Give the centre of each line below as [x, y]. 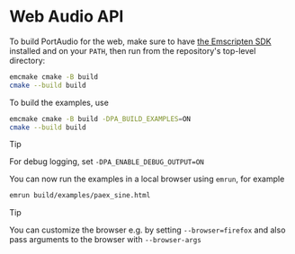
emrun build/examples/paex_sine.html [80, 196]
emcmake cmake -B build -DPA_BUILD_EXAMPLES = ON [100, 118]
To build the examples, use [59, 102]
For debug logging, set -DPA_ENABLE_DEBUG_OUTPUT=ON [107, 162]
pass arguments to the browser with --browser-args [106, 240]
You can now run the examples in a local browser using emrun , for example [147, 179]
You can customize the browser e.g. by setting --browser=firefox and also [147, 230]
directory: [27, 60]
